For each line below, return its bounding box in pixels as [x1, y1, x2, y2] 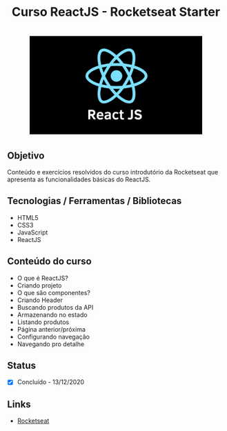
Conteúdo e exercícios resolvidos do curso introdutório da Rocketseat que [7, 168, 219, 176]
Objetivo [7, 150, 45, 161]
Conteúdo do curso [7, 256, 92, 268]
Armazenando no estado [17, 310, 88, 319]
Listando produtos [17, 318, 70, 326]
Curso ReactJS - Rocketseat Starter [11, 4, 221, 20]
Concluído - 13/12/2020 [17, 378, 85, 386]
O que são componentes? [17, 288, 91, 297]
